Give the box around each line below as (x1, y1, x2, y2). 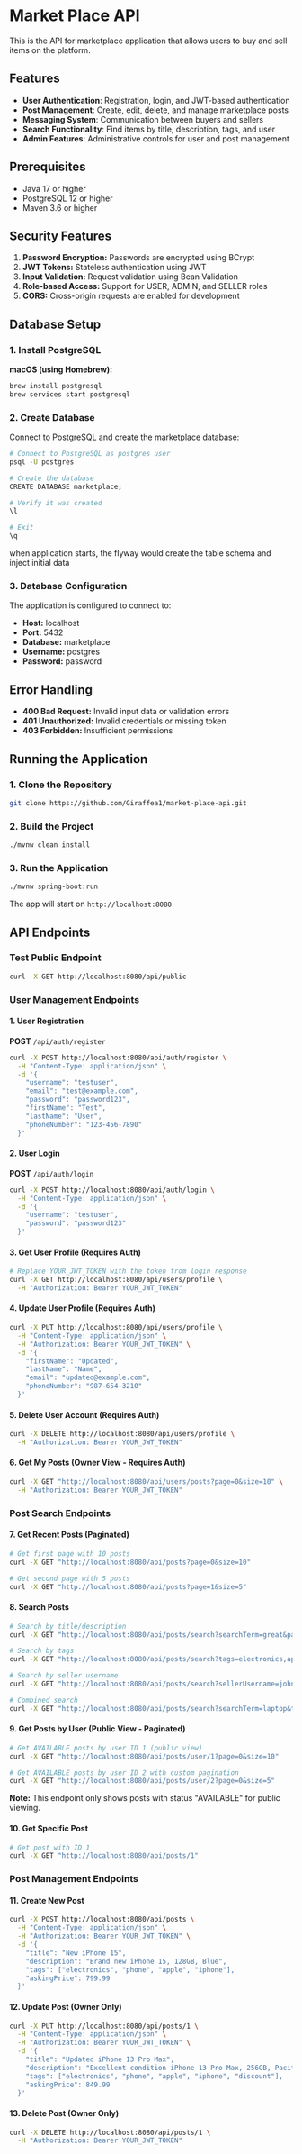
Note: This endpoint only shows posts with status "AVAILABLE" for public (9, 1793, 281, 1804)
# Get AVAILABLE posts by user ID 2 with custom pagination (9, 1768, 240, 1777)
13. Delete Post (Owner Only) (9, 2107, 120, 2118)
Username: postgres (22, 646, 101, 658)
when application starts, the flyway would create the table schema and (9, 548, 271, 559)
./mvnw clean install (9, 841, 91, 850)
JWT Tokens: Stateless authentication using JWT (22, 262, 207, 273)
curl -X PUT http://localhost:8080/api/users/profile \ (9, 1323, 223, 1332)
